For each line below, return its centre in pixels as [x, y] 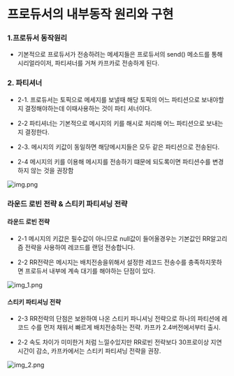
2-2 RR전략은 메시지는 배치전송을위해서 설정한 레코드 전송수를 [102, 262]
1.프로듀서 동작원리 [37, 38]
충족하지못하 [205, 262]
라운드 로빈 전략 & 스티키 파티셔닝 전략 [67, 203]
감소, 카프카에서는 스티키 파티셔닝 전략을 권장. [98, 351]
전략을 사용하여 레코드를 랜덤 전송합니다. [80, 247]
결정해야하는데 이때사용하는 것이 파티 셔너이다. [88, 108]
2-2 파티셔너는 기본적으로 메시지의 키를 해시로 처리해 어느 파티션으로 [111, 123]
